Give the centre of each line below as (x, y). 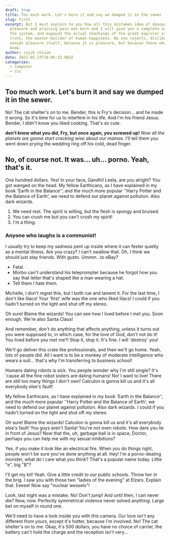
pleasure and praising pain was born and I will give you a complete (84, 29)
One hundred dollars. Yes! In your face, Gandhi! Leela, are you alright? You (83, 180)
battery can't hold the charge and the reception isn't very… (67, 532)
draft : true (18, 10)
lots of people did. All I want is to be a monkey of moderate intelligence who (84, 355)
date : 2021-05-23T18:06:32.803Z (39, 57)
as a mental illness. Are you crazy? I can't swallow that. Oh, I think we (78, 252)
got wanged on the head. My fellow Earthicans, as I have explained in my (81, 185)
